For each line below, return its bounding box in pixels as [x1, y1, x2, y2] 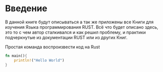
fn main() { [5, 53, 27, 58]
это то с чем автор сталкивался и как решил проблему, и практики [5, 29, 146, 35]
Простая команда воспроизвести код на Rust [5, 44, 100, 50]
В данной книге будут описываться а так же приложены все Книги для [5, 19, 154, 25]
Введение [5, 3, 47, 14]
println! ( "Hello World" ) [14, 58, 65, 63]
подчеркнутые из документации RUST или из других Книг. [5, 35, 128, 40]
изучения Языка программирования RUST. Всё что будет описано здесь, [5, 24, 158, 30]
